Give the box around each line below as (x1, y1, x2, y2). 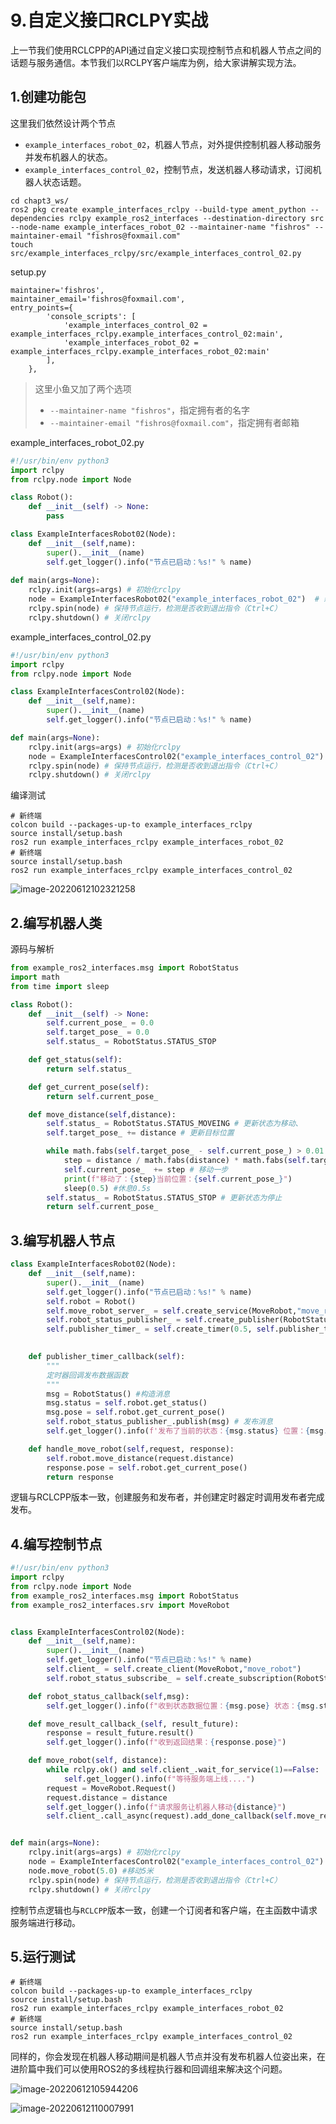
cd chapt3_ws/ (10, 196, 70, 206)
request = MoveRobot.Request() (46, 1783, 177, 1793)
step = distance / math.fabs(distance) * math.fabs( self (63, 1156, 307, 1166)
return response (46, 1472, 114, 1482)
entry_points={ (10, 302, 74, 313)
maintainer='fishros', (10, 285, 105, 295)
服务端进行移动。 (10, 1916, 81, 1928)
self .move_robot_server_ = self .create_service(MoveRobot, (46, 1306, 298, 1316)
